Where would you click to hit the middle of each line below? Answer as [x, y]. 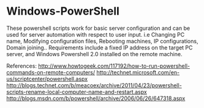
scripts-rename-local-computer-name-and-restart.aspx [77, 92]
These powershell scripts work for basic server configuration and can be [98, 28]
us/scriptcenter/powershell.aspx [47, 79]
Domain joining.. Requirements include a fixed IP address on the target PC [100, 48]
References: [21, 66]
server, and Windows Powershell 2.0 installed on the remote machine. [94, 54]
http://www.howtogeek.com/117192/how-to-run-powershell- [114, 66]
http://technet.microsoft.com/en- [138, 72]
